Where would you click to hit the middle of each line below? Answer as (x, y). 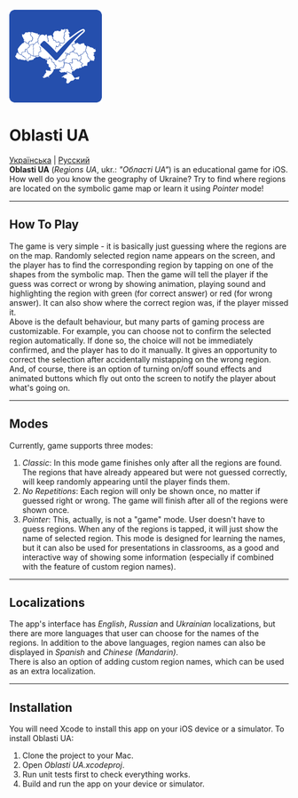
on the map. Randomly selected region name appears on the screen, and (142, 255)
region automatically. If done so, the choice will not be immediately (131, 340)
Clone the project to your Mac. (78, 755)
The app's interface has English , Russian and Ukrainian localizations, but (142, 624)
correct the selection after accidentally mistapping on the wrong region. (141, 359)
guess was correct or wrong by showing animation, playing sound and (137, 283)
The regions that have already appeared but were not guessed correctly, (154, 472)
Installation (41, 707)
